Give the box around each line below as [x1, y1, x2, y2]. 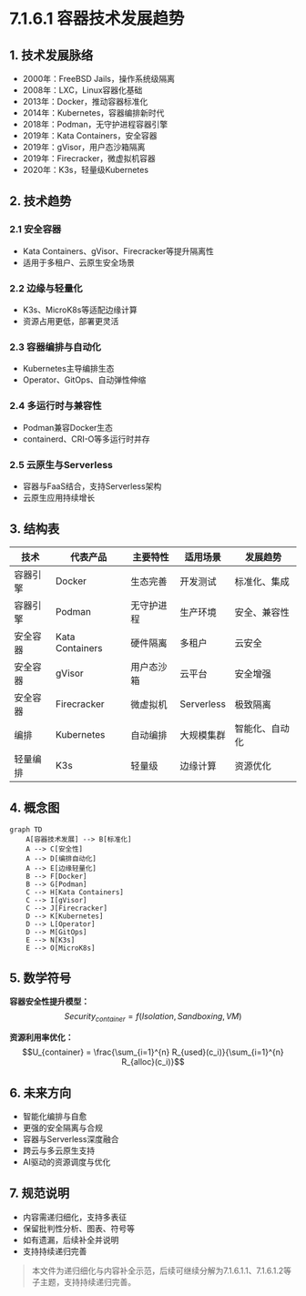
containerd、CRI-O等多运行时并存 [22, 434, 150, 444]
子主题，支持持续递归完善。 [31, 1276, 137, 1287]
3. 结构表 [9, 521, 60, 537]
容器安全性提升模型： [9, 996, 89, 1007]
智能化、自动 [234, 721, 290, 734]
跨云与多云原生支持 [22, 1145, 96, 1156]
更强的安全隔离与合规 [22, 1122, 103, 1133]
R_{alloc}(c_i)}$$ [121, 1056, 185, 1067]
